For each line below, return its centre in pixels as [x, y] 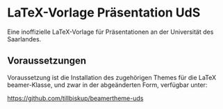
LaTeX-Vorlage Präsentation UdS [104, 13]
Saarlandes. [24, 39]
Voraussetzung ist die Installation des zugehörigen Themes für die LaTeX [112, 77]
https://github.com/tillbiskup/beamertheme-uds [75, 98]
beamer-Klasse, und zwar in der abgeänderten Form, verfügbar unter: [107, 85]
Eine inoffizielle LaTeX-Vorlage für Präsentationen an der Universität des [110, 32]
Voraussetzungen [47, 61]
